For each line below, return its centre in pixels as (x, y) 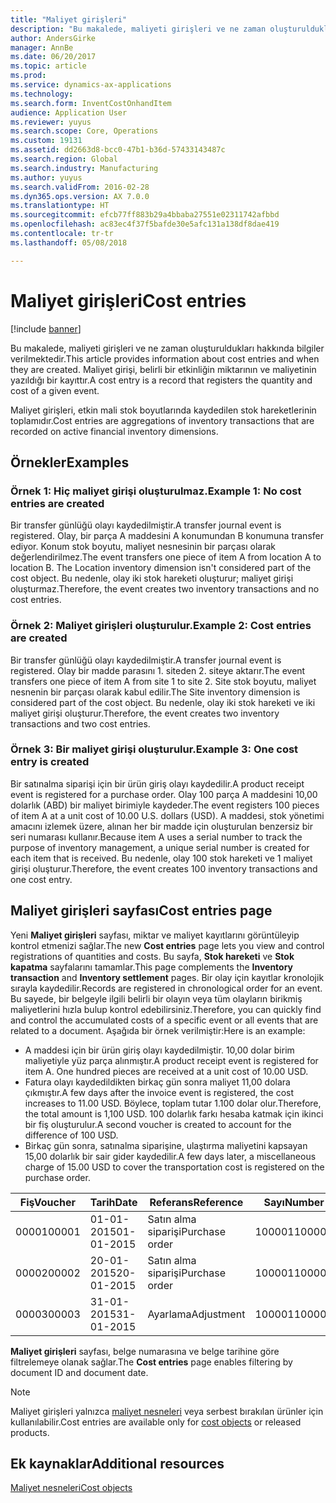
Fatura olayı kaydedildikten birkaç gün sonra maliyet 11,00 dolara (157, 1082)
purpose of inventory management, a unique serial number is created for (160, 847)
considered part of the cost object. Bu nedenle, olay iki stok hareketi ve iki (163, 702)
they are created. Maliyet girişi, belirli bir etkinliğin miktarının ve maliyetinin (163, 369)
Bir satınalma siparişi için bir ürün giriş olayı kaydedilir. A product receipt (157, 783)
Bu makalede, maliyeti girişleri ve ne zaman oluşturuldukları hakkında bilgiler (167, 348)
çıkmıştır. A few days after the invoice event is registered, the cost (159, 1092)
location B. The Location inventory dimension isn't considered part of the (161, 568)
